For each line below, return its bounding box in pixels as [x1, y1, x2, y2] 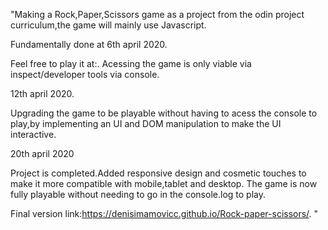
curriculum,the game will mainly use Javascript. [10, 19, 207, 31]
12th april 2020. [10, 88, 75, 99]
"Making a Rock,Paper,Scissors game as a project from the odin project [10, 9, 305, 20]
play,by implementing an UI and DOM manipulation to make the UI [10, 118, 282, 129]
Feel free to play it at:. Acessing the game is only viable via [10, 58, 252, 69]
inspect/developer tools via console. [10, 69, 160, 80]
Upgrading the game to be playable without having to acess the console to [10, 107, 318, 119]
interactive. [10, 129, 57, 140]
